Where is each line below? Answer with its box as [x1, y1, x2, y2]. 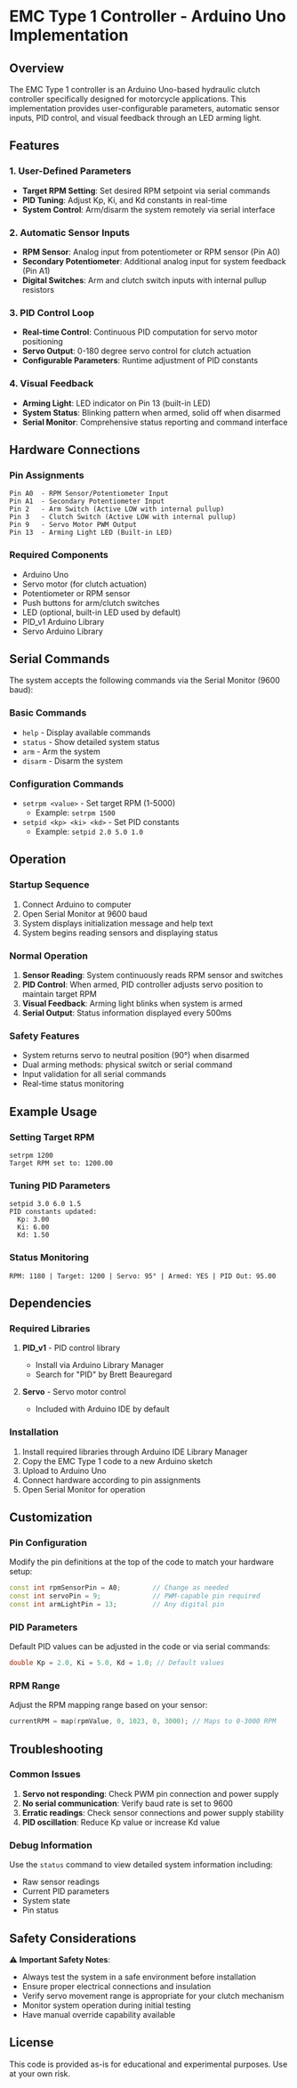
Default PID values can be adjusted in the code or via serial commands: [9, 1641, 271, 1652]
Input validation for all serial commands [21, 1069, 167, 1080]
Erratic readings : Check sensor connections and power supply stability [21, 1807, 285, 1817]
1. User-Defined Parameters [9, 165, 132, 177]
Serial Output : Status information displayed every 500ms [21, 1008, 232, 1018]
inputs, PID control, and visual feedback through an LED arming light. [9, 113, 262, 123]
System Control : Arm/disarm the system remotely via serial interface [21, 204, 276, 214]
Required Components [9, 549, 108, 562]
